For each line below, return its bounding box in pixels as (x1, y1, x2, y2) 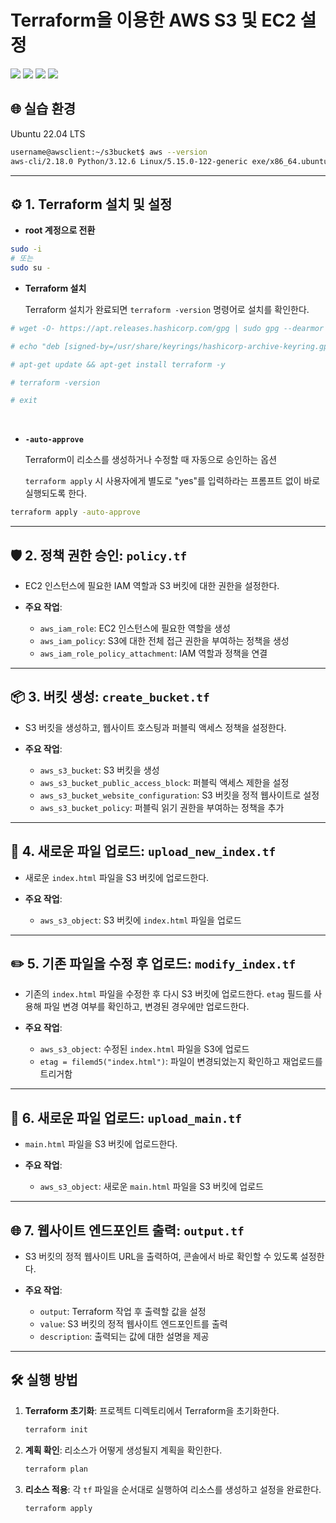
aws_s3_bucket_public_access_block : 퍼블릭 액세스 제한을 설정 (39, 776, 290, 788)
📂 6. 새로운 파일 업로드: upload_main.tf (10, 1109, 243, 1126)
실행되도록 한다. (24, 487, 87, 500)
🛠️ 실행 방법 (10, 1372, 78, 1389)
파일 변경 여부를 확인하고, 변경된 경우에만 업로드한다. (43, 1001, 250, 1013)
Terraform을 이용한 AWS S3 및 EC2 (10, 9, 297, 32)
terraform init (24, 1424, 89, 1435)
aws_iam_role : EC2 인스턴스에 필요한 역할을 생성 (39, 622, 231, 634)
